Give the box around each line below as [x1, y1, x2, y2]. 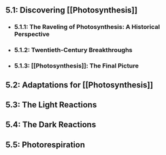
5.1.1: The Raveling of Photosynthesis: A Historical [14, 23, 160, 31]
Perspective [14, 30, 50, 38]
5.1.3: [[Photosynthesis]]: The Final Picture [14, 62, 139, 70]
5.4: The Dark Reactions [5, 120, 97, 130]
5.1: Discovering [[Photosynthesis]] [5, 5, 138, 15]
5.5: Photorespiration [5, 140, 85, 150]
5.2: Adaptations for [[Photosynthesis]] [5, 80, 154, 90]
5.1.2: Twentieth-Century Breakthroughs [14, 46, 133, 54]
